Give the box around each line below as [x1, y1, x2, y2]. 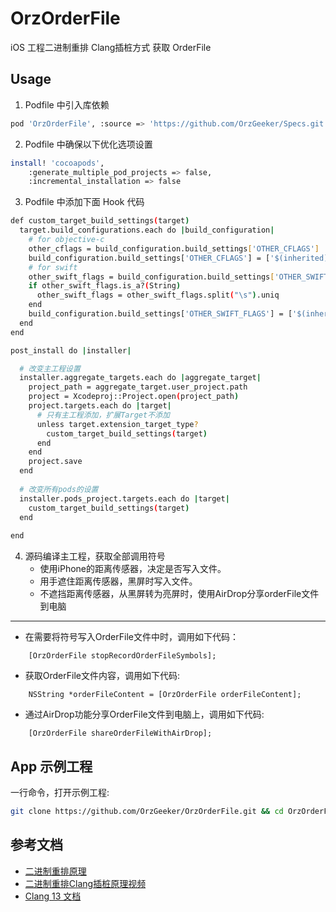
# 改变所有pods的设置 [19, 484, 99, 494]
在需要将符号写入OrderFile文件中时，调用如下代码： [24, 631, 239, 643]
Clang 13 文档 [24, 890, 82, 902]
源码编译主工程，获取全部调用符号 [24, 550, 166, 562]
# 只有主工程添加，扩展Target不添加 [36, 410, 170, 420]
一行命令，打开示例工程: [10, 786, 110, 798]
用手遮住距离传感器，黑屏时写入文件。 [39, 575, 198, 587]
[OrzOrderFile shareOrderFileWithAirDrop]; [28, 728, 213, 739]
